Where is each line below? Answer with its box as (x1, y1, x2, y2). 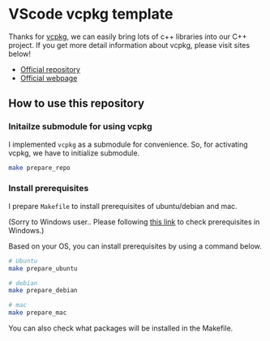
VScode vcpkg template (8, 5, 174, 23)
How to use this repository (8, 96, 145, 110)
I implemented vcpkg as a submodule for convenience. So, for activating (8, 139, 249, 149)
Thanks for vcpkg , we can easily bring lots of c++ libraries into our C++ (8, 32, 247, 41)
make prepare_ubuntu (8, 264, 79, 272)
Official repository (19, 64, 81, 74)
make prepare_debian (8, 287, 79, 295)
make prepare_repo (8, 164, 71, 172)
